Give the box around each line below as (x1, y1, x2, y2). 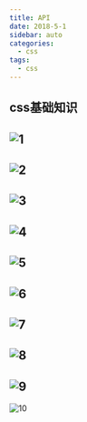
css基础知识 (9, 100, 78, 116)
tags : (9, 55, 30, 65)
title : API (9, 13, 51, 23)
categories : (9, 38, 54, 48)
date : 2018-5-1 (9, 22, 67, 31)
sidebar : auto (9, 30, 63, 39)
